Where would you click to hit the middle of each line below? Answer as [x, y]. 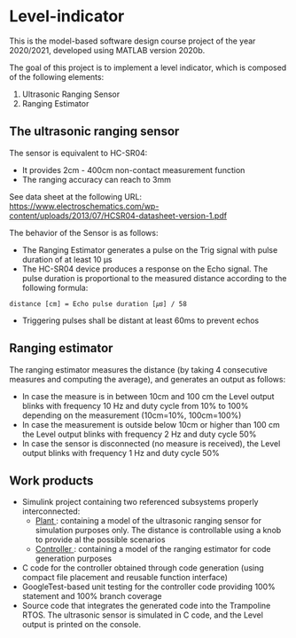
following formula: [55, 287]
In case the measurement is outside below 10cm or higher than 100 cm [151, 424]
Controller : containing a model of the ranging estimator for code [153, 549]
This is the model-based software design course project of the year [132, 41]
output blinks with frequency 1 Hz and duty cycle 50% [121, 453]
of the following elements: [57, 76]
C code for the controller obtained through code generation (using [143, 568]
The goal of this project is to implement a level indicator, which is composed [148, 67]
